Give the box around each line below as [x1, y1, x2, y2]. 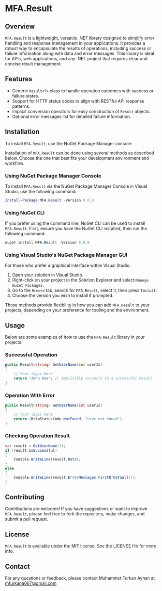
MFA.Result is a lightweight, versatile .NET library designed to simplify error [5, 35, 155, 41]
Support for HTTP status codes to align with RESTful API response [12, 98, 145, 104]
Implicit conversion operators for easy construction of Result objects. [12, 108, 151, 114]
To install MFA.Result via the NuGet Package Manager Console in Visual [5, 183, 147, 189]
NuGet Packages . [12, 282, 44, 288]
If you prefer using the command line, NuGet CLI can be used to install [5, 220, 145, 226]
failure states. [12, 93, 40, 98]
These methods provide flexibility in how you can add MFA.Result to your [5, 302, 150, 308]
